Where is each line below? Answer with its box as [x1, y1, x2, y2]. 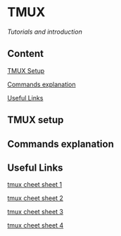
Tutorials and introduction [7, 27, 82, 36]
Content [7, 48, 44, 60]
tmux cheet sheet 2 [7, 194, 63, 202]
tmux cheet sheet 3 [7, 208, 63, 216]
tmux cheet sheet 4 [7, 221, 64, 230]
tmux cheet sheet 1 [7, 181, 63, 189]
